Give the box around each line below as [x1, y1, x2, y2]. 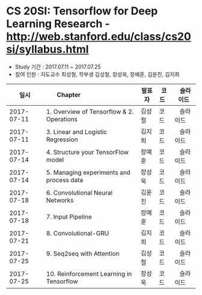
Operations [46, 115, 78, 123]
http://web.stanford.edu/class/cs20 [6, 30, 191, 43]
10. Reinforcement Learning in [46, 269, 132, 278]
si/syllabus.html [6, 43, 89, 56]
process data [46, 175, 84, 184]
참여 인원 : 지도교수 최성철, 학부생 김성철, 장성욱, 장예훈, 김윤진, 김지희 [14, 70, 180, 78]
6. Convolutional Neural [46, 188, 113, 196]
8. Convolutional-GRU [46, 229, 109, 237]
